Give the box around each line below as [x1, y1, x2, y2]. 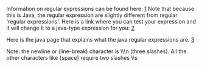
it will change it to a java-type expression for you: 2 [6, 24, 135, 31]
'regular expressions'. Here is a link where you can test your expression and [6, 18, 197, 25]
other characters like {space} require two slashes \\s [6, 54, 138, 61]
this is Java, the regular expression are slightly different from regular [6, 11, 178, 19]
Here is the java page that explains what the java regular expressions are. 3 [6, 36, 195, 43]
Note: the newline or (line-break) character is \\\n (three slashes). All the [6, 48, 187, 55]
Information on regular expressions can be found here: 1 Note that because [6, 5, 195, 12]
